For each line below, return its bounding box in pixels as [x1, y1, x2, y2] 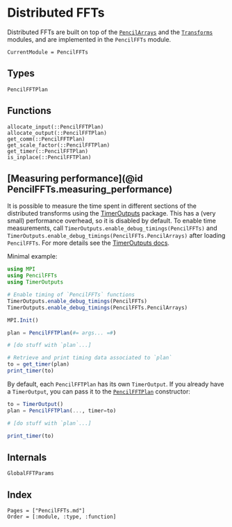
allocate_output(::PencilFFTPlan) [7, 129, 108, 136]
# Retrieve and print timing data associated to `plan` [7, 355, 172, 362]
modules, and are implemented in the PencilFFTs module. [7, 35, 172, 43]
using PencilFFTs [7, 273, 58, 279]
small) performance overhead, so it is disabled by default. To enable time [7, 217, 217, 225]
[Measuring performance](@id [7, 172, 144, 184]
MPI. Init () [7, 316, 39, 324]
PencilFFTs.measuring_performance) [7, 183, 173, 195]
